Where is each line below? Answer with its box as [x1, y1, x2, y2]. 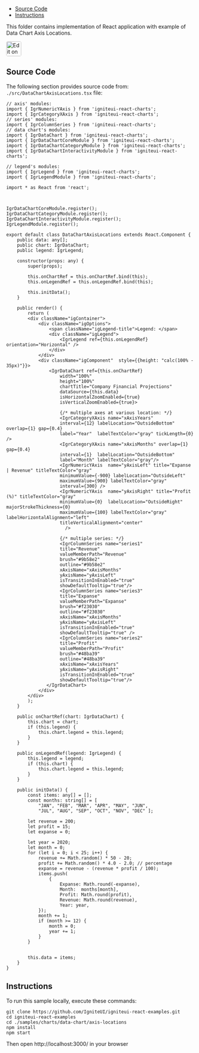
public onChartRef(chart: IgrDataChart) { [17, 714, 124, 720]
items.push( [38, 870, 68, 876]
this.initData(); [27, 289, 71, 295]
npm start [6, 1030, 31, 1036]
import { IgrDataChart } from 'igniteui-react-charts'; [6, 132, 148, 138]
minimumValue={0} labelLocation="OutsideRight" [59, 499, 183, 505]
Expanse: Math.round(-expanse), [59, 881, 140, 887]
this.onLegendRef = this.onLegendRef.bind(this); [27, 278, 154, 285]
